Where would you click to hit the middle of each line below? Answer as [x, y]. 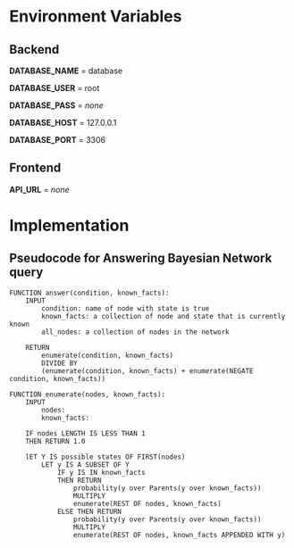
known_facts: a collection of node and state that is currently [164, 316]
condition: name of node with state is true [126, 308]
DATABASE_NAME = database [66, 71]
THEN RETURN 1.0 [56, 441]
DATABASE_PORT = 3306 [57, 140]
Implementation [69, 226]
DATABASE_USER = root [55, 88]
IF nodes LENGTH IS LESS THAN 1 [85, 433]
